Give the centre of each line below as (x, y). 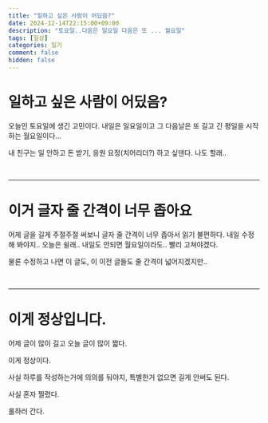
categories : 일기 (35, 45)
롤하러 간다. (27, 411)
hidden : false (32, 61)
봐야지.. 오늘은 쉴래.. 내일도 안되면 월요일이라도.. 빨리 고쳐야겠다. (117, 244)
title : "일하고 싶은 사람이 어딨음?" (62, 16)
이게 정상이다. (30, 360)
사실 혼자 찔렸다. (34, 394)
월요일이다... (42, 136)
